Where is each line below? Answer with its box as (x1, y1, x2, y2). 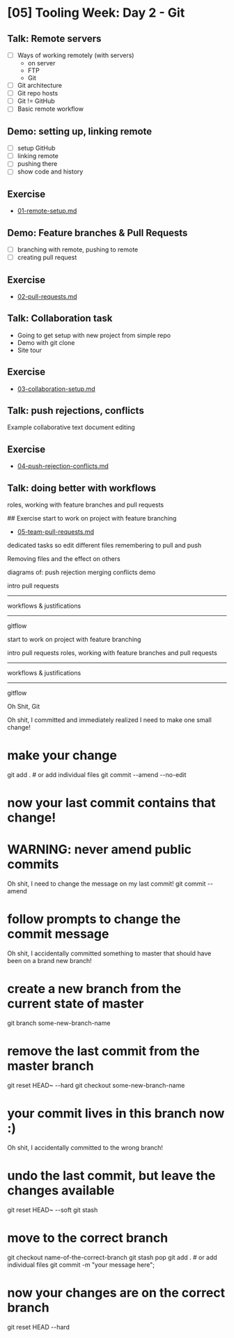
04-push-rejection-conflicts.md (17, 462, 109, 470)
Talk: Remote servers (7, 33, 102, 45)
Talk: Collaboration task (7, 312, 113, 325)
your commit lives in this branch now (7, 1106, 225, 1121)
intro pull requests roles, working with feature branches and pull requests (7, 649, 217, 656)
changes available (7, 1183, 115, 1198)
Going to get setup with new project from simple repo (17, 331, 171, 339)
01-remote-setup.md (17, 207, 77, 215)
